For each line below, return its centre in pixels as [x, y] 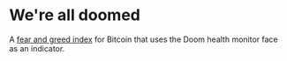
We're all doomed [75, 15]
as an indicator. [37, 48]
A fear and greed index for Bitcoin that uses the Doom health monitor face [143, 39]
